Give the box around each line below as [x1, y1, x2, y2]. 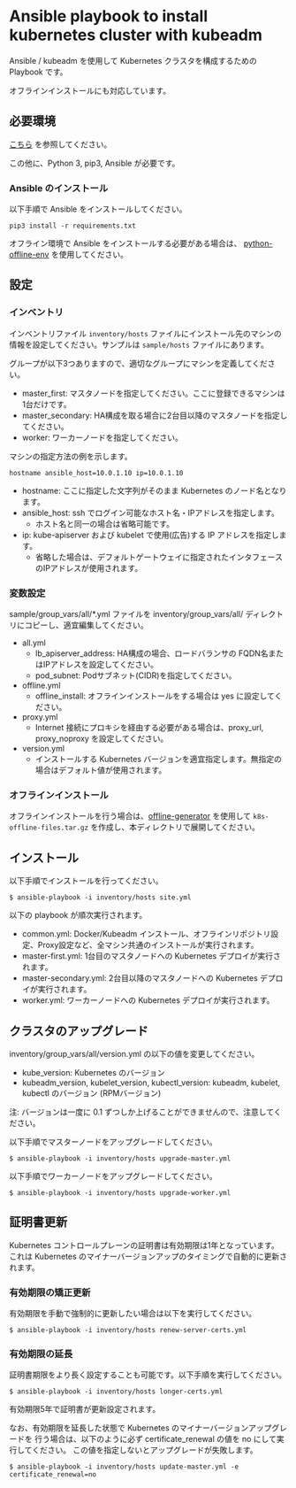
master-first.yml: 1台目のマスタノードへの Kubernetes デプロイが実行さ [21, 951, 281, 961]
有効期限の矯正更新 [9, 1286, 91, 1299]
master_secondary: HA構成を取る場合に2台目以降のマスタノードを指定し [21, 410, 288, 420]
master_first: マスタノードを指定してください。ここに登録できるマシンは [21, 388, 285, 398]
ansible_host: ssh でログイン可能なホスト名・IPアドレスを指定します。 [21, 507, 280, 518]
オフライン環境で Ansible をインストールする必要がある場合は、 [9, 238, 242, 249]
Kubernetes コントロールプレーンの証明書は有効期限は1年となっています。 [9, 1239, 280, 1250]
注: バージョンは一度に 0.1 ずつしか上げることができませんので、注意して [9, 1106, 274, 1117]
